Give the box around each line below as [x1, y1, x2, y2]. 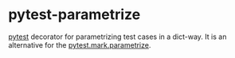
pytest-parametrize [8, 6, 141, 24]
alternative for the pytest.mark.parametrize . [8, 40, 151, 49]
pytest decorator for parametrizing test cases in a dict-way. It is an [8, 32, 227, 41]
